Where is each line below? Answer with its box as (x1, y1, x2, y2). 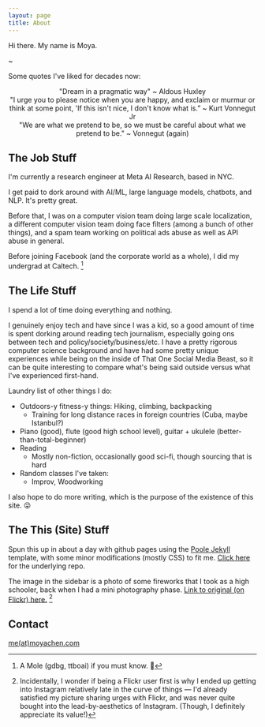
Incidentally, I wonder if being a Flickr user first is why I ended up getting (19, 676, 256, 686)
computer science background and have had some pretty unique (8, 345, 219, 355)
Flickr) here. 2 (8, 593, 53, 604)
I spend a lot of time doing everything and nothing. (8, 305, 173, 314)
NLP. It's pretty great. (8, 196, 78, 205)
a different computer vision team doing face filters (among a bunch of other (8, 219, 254, 229)
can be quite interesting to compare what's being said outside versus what (8, 362, 251, 372)
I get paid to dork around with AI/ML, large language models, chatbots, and (8, 187, 252, 197)
